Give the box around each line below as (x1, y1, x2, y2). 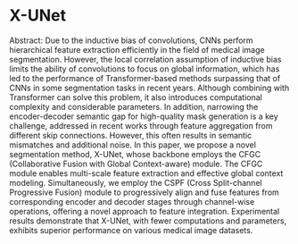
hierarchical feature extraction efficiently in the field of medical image (9, 44, 265, 55)
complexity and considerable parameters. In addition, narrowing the (9, 101, 259, 112)
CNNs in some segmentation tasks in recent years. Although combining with (9, 82, 290, 93)
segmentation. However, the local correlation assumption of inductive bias (9, 54, 282, 64)
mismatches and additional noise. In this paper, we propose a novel (9, 139, 257, 150)
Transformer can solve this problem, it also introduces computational (9, 91, 263, 103)
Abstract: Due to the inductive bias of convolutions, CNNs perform (9, 35, 253, 46)
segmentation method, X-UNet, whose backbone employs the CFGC (9, 148, 261, 159)
